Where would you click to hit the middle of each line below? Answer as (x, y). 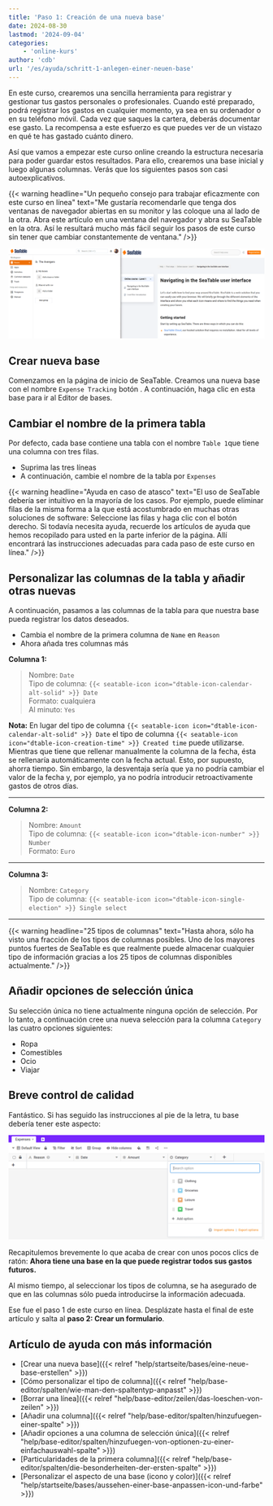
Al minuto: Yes (52, 709)
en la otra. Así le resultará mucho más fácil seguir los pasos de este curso (132, 228)
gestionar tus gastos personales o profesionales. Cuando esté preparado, (132, 101)
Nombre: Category (58, 890)
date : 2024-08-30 (38, 26)
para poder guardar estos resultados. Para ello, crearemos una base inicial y (136, 160)
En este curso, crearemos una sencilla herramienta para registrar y (120, 93)
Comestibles (41, 1052)
